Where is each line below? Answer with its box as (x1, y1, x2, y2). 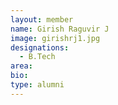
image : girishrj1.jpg (10, 33, 101, 43)
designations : (10, 42, 70, 53)
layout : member (10, 14, 74, 25)
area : (10, 61, 33, 71)
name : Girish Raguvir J (10, 24, 110, 34)
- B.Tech (19, 52, 56, 62)
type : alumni (10, 80, 65, 90)
